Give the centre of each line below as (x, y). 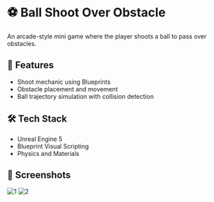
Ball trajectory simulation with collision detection (85, 96)
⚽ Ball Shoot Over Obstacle (86, 13)
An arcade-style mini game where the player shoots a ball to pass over (107, 36)
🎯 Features (31, 65)
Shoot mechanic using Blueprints (64, 82)
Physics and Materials (48, 153)
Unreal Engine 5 (40, 139)
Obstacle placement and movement (67, 89)
